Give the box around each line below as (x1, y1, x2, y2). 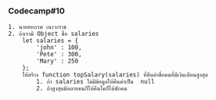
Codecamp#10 (8, 5, 65, 16)
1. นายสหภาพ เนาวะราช (8, 23, 67, 31)
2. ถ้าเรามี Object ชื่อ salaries (8, 30, 99, 38)
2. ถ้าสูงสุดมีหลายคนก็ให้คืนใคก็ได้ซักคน (36, 84, 128, 93)
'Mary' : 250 (36, 57, 79, 66)
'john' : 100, (36, 44, 82, 52)
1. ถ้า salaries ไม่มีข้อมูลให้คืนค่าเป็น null (36, 78, 155, 86)
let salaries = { (22, 37, 79, 45)
